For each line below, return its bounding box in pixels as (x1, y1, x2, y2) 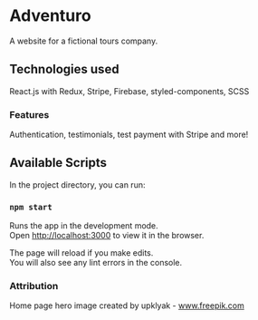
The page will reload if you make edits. (9, 247, 154, 258)
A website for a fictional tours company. (9, 35, 158, 46)
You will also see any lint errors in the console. (9, 257, 183, 268)
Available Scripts (9, 155, 107, 170)
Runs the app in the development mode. (9, 220, 158, 231)
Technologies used (9, 62, 119, 77)
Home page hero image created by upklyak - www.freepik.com (9, 300, 244, 311)
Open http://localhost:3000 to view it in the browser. (9, 230, 205, 241)
